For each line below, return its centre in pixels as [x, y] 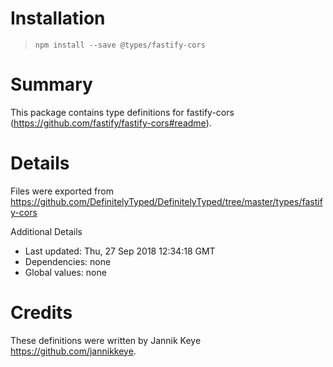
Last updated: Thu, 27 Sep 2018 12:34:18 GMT [120, 251]
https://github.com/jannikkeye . [73, 351]
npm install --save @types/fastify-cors [120, 45]
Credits [41, 313]
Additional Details [46, 231]
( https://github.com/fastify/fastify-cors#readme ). [111, 123]
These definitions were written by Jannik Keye [106, 340]
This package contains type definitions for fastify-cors [122, 112]
